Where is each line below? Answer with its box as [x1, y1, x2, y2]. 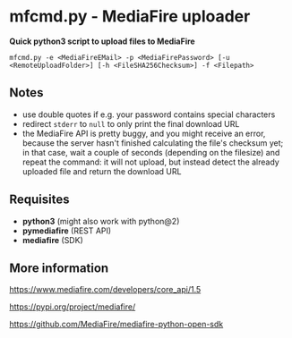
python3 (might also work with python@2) [21, 215, 180, 226]
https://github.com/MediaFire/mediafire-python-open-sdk [9, 319, 224, 330]
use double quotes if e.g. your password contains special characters [21, 109, 276, 120]
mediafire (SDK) [21, 234, 83, 245]
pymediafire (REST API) [21, 225, 112, 236]
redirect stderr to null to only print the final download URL [21, 118, 240, 129]
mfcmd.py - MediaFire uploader [9, 6, 251, 27]
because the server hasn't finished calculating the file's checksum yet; [21, 137, 284, 148]
